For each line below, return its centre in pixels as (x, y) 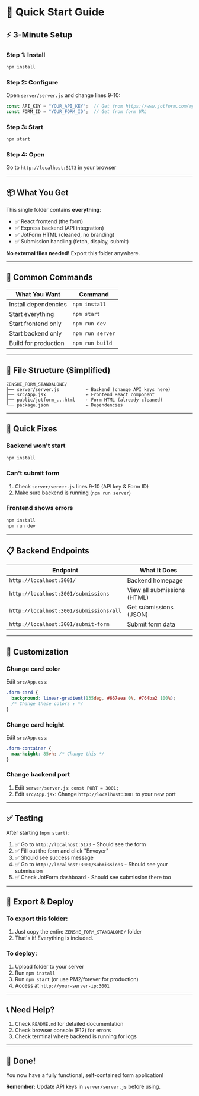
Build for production (37, 343)
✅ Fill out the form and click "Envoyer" (62, 851)
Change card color (33, 669)
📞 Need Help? (31, 1010)
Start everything (32, 314)
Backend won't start (36, 446)
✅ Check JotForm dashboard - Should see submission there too (93, 877)
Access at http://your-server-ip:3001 (62, 985)
